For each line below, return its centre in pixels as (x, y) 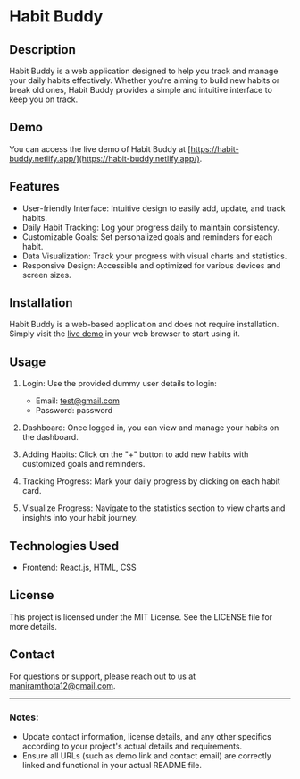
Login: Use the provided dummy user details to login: (119, 384)
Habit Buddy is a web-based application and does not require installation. (144, 325)
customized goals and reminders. (83, 464)
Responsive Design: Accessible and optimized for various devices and (151, 265)
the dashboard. (50, 437)
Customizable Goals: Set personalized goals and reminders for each (147, 237)
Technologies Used (64, 546)
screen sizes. (46, 275)
